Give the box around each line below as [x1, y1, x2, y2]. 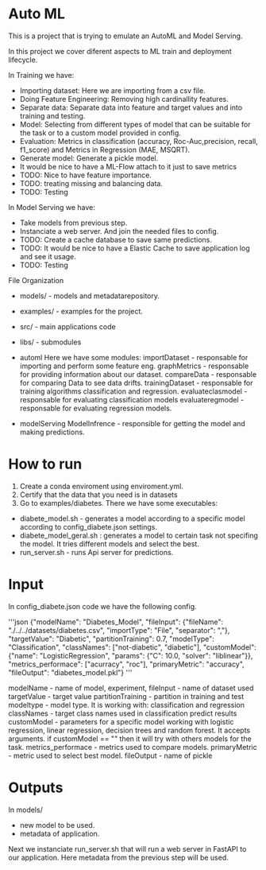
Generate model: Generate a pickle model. [19, 153, 159, 163]
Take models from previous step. [19, 218, 128, 227]
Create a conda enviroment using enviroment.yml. [19, 481, 184, 491]
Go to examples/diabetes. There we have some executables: [19, 498, 218, 507]
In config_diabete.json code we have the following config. [8, 601, 197, 611]
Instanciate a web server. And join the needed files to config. [19, 226, 219, 235]
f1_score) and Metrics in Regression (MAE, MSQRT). [19, 145, 191, 154]
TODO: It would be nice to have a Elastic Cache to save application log [19, 243, 250, 253]
